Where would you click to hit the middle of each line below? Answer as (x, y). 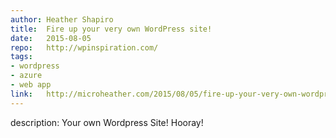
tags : (21, 57)
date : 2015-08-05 (51, 38)
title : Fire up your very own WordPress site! (111, 29)
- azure (26, 76)
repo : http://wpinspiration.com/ (84, 47)
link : (21, 94)
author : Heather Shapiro (62, 19)
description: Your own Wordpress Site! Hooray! (107, 122)
